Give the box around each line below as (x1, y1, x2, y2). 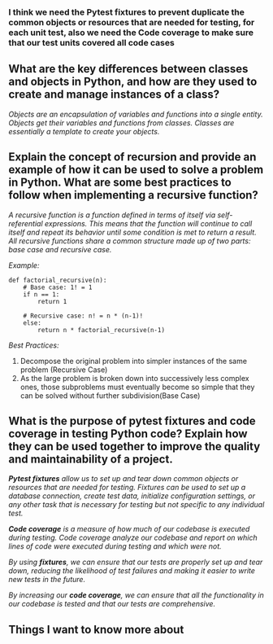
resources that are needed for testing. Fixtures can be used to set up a (8, 483, 246, 493)
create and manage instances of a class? (8, 88, 220, 102)
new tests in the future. (8, 575, 86, 585)
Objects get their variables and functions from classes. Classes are (8, 117, 235, 128)
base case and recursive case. (8, 244, 112, 254)
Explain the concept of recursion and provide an (8, 150, 257, 164)
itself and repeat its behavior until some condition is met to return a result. (8, 227, 258, 237)
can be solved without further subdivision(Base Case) (19, 390, 201, 401)
